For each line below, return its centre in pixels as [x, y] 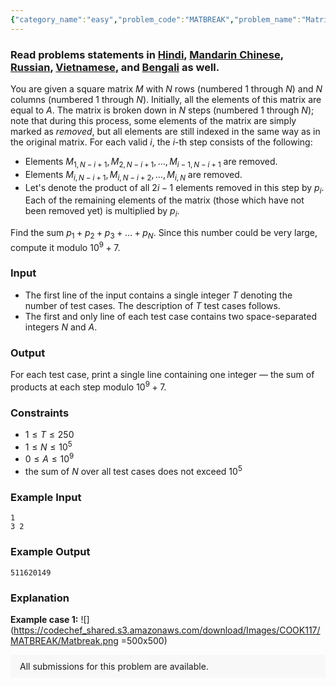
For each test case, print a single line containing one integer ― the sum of [162, 375]
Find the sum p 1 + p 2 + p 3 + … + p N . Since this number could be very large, [164, 234]
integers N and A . [61, 327]
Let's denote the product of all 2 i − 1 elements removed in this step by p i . [174, 188]
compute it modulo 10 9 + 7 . [65, 246]
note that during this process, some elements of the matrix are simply [153, 120]
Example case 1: [44, 619]
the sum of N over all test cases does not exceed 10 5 [133, 471]
